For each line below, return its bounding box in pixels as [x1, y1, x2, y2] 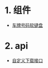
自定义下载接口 [11, 57, 43, 63]
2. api [4, 40, 28, 52]
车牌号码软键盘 [11, 22, 43, 28]
